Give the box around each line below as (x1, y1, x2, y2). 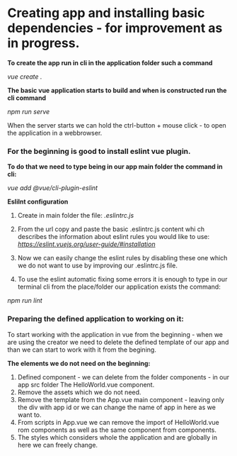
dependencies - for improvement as (7, 20, 223, 36)
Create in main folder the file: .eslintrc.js (17, 211, 134, 220)
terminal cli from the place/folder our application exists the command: (17, 282, 221, 291)
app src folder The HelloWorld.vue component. (17, 380, 155, 389)
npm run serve (7, 107, 50, 116)
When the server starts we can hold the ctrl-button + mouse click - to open (7, 121, 226, 129)
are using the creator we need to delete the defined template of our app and (7, 338, 229, 346)
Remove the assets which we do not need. (17, 388, 141, 396)
